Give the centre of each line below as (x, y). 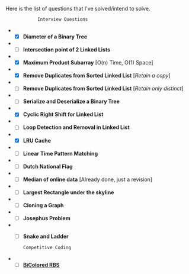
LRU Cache (37, 140)
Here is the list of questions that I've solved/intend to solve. (78, 9)
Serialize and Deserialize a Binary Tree (71, 101)
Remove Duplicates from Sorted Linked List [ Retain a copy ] (97, 76)
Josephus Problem (47, 218)
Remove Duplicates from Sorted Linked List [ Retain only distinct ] (103, 89)
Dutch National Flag (48, 166)
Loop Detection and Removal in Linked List (76, 127)
